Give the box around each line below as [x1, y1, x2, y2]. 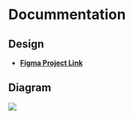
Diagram [8, 81, 52, 94]
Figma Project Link [19, 58, 84, 67]
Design [8, 37, 45, 51]
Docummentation [8, 6, 126, 24]
